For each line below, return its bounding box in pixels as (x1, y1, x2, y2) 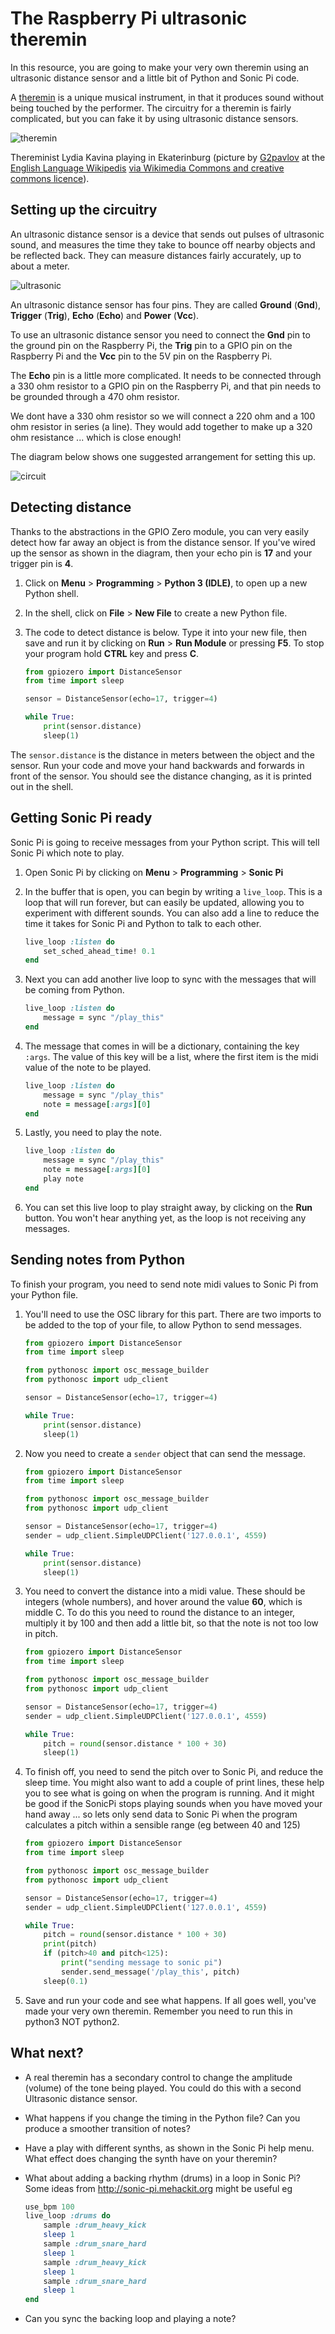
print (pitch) (43, 1939, 98, 1949)
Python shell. (24, 587, 79, 599)
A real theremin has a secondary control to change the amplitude (24, 2071, 293, 2083)
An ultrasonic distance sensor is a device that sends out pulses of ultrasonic (10, 228, 325, 240)
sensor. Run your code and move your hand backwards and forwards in (10, 759, 305, 771)
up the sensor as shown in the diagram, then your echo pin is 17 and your (10, 547, 313, 559)
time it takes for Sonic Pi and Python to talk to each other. (24, 917, 262, 929)
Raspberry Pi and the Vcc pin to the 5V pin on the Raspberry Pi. (10, 350, 273, 362)
